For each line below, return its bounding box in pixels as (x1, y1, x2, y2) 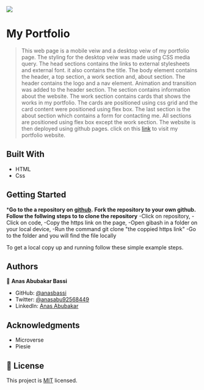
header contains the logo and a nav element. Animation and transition (21, 79, 197, 87)
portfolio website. (21, 131, 66, 139)
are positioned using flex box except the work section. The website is (21, 118, 196, 125)
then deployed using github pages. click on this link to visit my (21, 125, 178, 132)
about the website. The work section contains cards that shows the (21, 92, 191, 100)
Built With (6, 149, 45, 160)
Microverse (15, 336, 44, 344)
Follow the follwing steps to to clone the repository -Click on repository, (6, 212, 191, 219)
